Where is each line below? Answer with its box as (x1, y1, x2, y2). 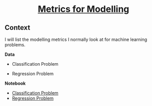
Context (4, 23, 30, 32)
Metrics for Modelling (37, 3, 129, 15)
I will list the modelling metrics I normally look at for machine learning (4, 36, 147, 42)
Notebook (4, 81, 26, 86)
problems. (4, 42, 25, 48)
